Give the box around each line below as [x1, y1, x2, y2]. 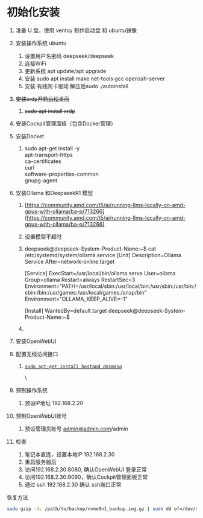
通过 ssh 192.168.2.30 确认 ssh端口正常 [24, 481, 122, 488]
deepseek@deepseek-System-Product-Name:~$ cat [24, 245, 156, 252]
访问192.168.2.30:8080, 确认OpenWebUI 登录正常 [24, 465, 147, 473]
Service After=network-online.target [24, 258, 115, 265]
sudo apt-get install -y [24, 144, 80, 152]
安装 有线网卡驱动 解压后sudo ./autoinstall [24, 82, 129, 89]
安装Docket [15, 132, 45, 139]
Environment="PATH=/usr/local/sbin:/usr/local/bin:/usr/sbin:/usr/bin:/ [24, 282, 196, 290]
